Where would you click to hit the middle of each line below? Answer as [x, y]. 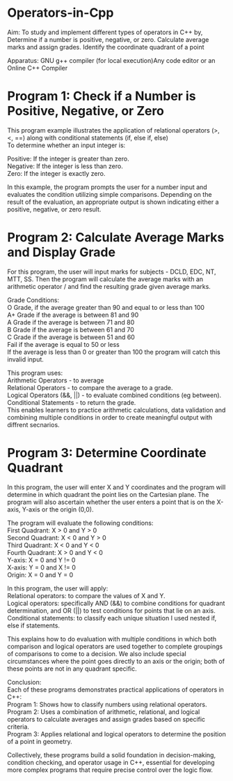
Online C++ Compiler [38, 68]
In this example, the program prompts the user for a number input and [107, 187]
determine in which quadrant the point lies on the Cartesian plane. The [108, 494]
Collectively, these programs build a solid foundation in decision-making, [112, 754]
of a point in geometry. [40, 741]
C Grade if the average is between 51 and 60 [71, 337]
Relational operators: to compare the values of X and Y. [86, 595]
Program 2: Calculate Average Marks [116, 238]
